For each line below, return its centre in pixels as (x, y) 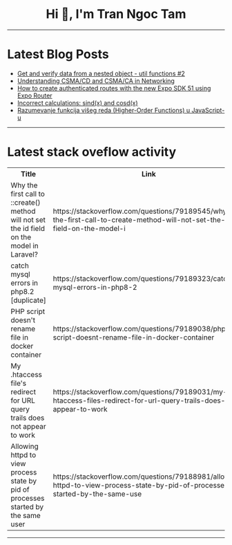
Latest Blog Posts (58, 54)
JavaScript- (208, 110)
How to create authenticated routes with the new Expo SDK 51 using (114, 88)
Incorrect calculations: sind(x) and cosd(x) (77, 102)
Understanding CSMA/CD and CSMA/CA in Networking (96, 81)
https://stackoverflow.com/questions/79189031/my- (140, 391)
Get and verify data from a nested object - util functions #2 (101, 73)
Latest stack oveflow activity (92, 152)
